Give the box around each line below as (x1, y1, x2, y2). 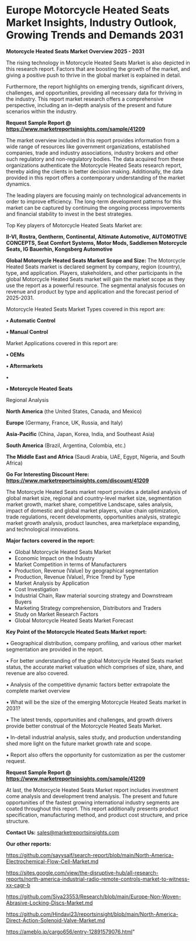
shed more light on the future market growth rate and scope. (6, 739, 152, 747)
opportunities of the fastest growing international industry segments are (6, 799, 180, 806)
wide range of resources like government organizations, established (6, 143, 170, 150)
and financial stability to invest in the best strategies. (6, 210, 133, 217)
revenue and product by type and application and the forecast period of (6, 288, 179, 295)
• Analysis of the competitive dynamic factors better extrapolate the (6, 681, 170, 688)
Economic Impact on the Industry (14, 554, 95, 561)
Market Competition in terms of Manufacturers (14, 561, 127, 568)
